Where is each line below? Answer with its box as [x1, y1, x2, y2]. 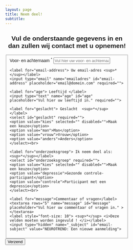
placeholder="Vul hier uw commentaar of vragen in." [9, 205, 119, 210]
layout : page [5, 7, 32, 12]
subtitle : [5, 16, 25, 21]
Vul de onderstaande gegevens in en [11, 34, 123, 42]
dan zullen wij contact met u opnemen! [8, 42, 126, 50]
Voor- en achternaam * [9, 57, 52, 63]
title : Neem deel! [5, 12, 43, 17]
